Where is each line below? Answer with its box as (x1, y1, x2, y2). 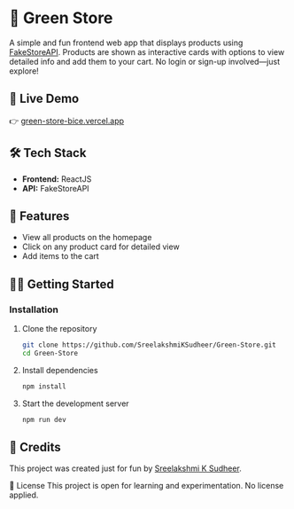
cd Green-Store (21, 348, 79, 357)
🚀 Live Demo (9, 91, 80, 106)
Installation (9, 303, 59, 316)
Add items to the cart (21, 251, 99, 262)
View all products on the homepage (21, 232, 152, 243)
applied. (9, 489, 39, 500)
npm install (21, 381, 66, 391)
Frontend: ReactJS (21, 173, 92, 184)
